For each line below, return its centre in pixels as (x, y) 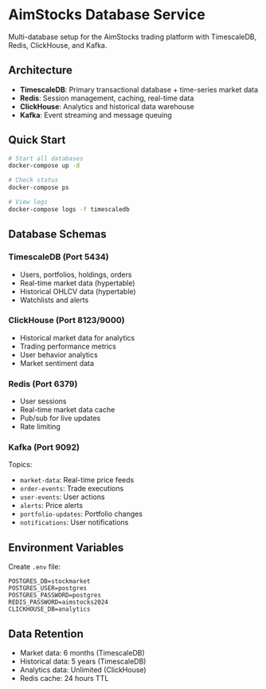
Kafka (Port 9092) (44, 447)
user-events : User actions (62, 497)
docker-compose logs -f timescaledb (69, 209)
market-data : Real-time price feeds (77, 480)
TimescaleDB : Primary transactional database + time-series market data (139, 89)
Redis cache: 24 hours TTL (64, 679)
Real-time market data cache (67, 410)
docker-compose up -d (44, 166)
